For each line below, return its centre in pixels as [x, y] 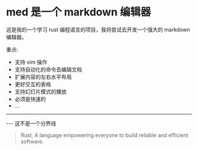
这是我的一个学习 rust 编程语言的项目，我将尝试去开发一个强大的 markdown [98, 30]
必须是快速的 [30, 99]
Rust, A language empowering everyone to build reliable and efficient [104, 135]
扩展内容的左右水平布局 [43, 77]
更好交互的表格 [33, 84]
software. [32, 141]
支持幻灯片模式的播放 [40, 92]
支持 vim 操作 [31, 62]
